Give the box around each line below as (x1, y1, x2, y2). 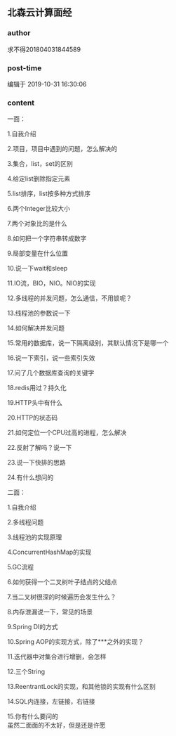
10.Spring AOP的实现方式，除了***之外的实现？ (7, 638, 144, 646)
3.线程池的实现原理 (7, 533, 62, 541)
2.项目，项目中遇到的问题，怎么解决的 (7, 145, 118, 153)
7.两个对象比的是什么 (7, 219, 68, 228)
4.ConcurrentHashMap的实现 (7, 548, 92, 557)
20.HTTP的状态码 (7, 413, 58, 422)
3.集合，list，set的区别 (7, 160, 74, 168)
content (7, 98, 35, 108)
